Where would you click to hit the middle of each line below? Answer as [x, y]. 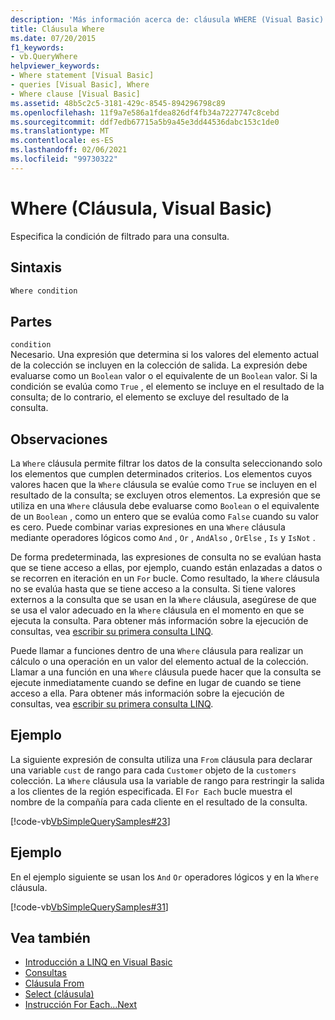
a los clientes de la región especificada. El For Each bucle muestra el [151, 791]
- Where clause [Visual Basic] [75, 94]
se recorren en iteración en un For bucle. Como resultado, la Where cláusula [165, 578]
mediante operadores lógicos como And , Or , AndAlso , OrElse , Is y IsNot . [163, 537]
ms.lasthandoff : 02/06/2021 [69, 150]
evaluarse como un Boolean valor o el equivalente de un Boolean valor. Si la [164, 376]
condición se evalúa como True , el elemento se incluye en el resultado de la [167, 387]
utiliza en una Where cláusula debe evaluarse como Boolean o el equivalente [165, 505]
